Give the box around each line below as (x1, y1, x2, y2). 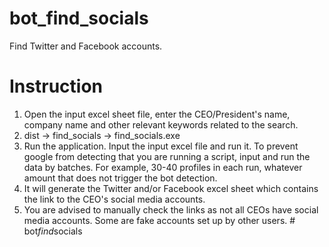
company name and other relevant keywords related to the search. (23, 118, 299, 131)
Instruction (9, 75, 103, 98)
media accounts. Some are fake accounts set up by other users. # (23, 214, 296, 226)
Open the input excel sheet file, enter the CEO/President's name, (23, 108, 291, 120)
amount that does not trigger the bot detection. (23, 172, 218, 184)
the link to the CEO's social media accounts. (23, 193, 206, 205)
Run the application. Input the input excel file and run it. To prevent (23, 140, 299, 152)
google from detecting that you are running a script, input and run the (23, 150, 311, 162)
